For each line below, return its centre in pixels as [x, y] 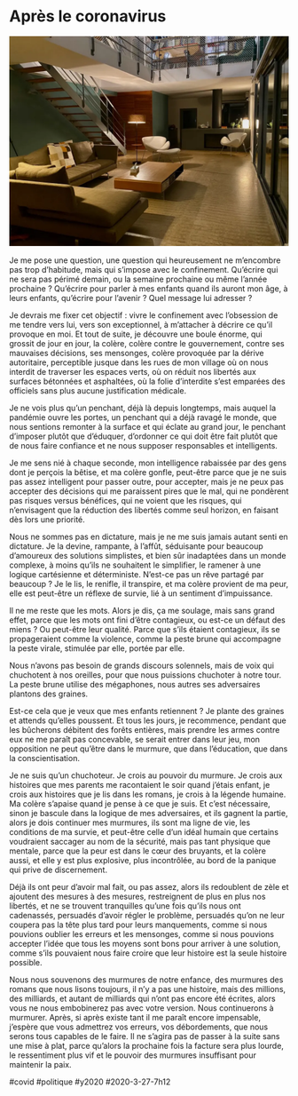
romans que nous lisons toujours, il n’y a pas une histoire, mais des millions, [148, 989]
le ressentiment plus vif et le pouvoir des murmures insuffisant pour [133, 1055]
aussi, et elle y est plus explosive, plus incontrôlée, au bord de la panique [143, 860]
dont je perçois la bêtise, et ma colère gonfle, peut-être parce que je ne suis [148, 472]
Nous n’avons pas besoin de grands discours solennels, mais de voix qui [142, 665]
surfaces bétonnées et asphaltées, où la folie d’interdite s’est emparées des [147, 381]
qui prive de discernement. [59, 870]
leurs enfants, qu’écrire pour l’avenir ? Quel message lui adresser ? [131, 298]
